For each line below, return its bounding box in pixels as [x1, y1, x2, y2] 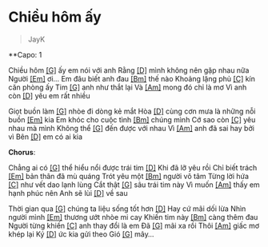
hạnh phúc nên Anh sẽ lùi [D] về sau [8, 188, 128, 197]
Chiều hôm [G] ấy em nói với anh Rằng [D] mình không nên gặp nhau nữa [8, 65, 250, 75]
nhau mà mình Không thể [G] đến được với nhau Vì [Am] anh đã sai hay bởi [8, 123, 254, 133]
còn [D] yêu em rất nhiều [8, 90, 90, 100]
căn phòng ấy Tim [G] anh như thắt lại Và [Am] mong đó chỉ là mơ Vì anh [8, 82, 247, 92]
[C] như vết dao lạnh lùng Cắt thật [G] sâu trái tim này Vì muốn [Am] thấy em [8, 180, 260, 189]
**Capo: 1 [8, 50, 42, 59]
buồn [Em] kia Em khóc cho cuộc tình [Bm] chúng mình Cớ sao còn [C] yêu [8, 114, 256, 124]
